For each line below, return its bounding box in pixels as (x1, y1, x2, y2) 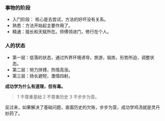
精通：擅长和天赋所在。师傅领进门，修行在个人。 (12, 29, 111, 35)
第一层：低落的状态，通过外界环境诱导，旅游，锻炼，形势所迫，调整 (12, 54, 150, 60)
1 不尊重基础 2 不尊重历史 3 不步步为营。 (17, 93, 100, 99)
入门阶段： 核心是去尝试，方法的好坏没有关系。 (12, 16, 109, 23)
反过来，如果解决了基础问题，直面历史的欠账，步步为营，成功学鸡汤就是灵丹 (5, 104, 160, 110)
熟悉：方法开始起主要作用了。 (12, 23, 73, 29)
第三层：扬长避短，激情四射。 (12, 73, 73, 79)
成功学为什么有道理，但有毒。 (5, 83, 65, 89)
